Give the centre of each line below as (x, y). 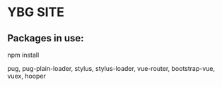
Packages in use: (46, 38)
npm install (23, 55)
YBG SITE (36, 12)
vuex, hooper (27, 76)
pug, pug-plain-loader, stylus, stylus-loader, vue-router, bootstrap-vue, (111, 68)
